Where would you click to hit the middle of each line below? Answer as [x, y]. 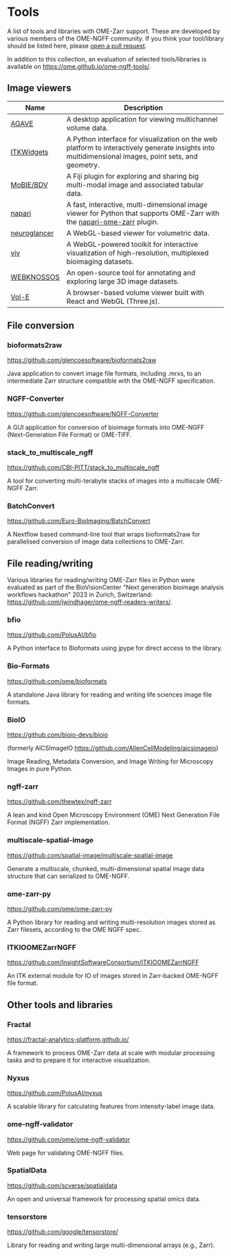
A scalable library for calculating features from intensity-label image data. [111, 1106]
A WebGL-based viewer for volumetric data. [138, 233]
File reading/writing [50, 563]
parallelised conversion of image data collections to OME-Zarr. [96, 541]
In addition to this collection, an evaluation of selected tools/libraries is [107, 59]
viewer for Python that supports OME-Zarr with [143, 213]
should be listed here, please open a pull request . [77, 46]
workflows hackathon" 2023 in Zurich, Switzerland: [80, 595]
